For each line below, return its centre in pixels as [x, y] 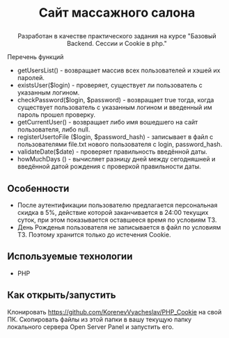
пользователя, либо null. [54, 129]
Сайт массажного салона [117, 13]
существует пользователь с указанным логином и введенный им [114, 107]
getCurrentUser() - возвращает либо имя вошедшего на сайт [108, 122]
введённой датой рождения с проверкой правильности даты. [109, 167]
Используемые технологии [70, 256]
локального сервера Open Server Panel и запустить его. [90, 327]
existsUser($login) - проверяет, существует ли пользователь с [110, 86]
